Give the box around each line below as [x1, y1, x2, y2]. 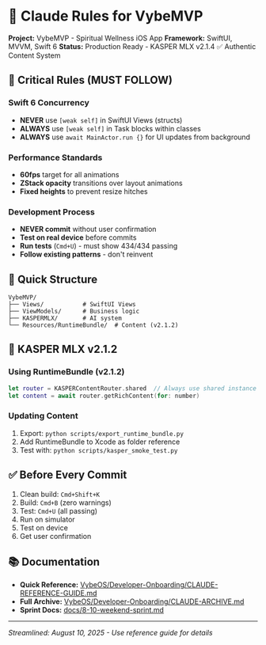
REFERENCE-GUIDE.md [19, 589, 97, 598]
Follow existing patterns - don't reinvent [19, 249, 154, 260]
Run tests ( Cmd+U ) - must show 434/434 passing [19, 241, 178, 251]
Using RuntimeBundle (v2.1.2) [8, 366, 125, 378]
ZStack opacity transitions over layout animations [19, 178, 184, 188]
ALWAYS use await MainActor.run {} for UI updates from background [19, 132, 251, 142]
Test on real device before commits [19, 233, 137, 242]
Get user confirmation [19, 531, 92, 541]
